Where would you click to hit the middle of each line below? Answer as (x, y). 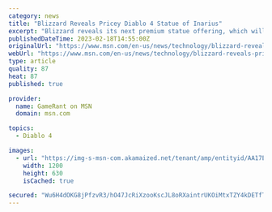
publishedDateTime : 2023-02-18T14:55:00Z (79, 39)
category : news (34, 16)
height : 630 (43, 173)
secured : (23, 196)
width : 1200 (43, 166)
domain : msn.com (43, 114)
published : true (36, 84)
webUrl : (21, 54)
